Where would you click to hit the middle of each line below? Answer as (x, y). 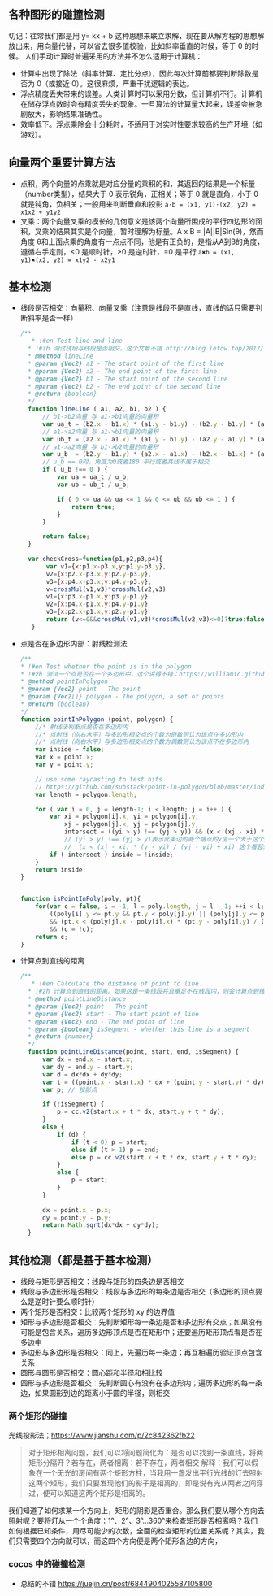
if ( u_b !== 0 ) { (75, 470)
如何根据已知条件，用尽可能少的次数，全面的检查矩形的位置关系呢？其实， (133, 1531)
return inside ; (61, 870)
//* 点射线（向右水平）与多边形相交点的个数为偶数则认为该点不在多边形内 (142, 742)
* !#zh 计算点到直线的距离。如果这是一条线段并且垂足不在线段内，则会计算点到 (143, 992)
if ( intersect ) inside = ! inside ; (112, 855)
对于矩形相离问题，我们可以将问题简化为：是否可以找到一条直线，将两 (146, 1453)
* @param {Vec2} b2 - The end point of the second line (124, 386)
